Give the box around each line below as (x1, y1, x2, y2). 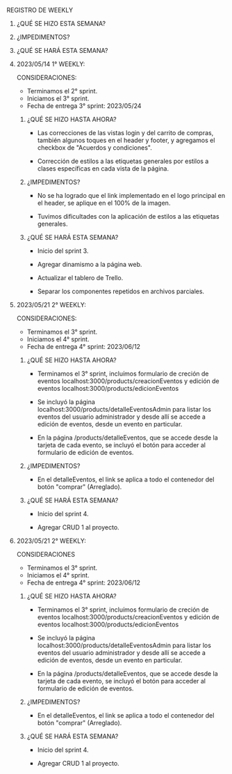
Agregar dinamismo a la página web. (37, 261, 142, 268)
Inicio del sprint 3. (37, 247, 89, 255)
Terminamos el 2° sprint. (26, 87, 98, 95)
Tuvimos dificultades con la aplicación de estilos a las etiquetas (37, 212, 219, 220)
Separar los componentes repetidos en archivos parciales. (37, 287, 205, 295)
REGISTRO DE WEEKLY (6, 6, 74, 14)
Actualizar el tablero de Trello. (37, 274, 124, 281)
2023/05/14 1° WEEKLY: (16, 60, 85, 68)
